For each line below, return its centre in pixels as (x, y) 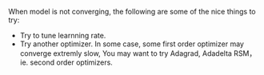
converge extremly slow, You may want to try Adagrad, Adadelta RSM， (138, 53)
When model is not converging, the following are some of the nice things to (132, 12)
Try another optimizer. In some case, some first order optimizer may (132, 44)
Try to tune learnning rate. (63, 36)
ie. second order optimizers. (66, 62)
